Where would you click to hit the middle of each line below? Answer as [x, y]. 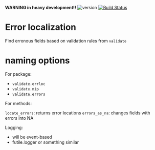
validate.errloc [29, 84]
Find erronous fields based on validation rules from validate [66, 41]
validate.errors [29, 94]
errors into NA [19, 118]
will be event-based [32, 137]
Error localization [41, 27]
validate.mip [25, 89]
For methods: [18, 103]
